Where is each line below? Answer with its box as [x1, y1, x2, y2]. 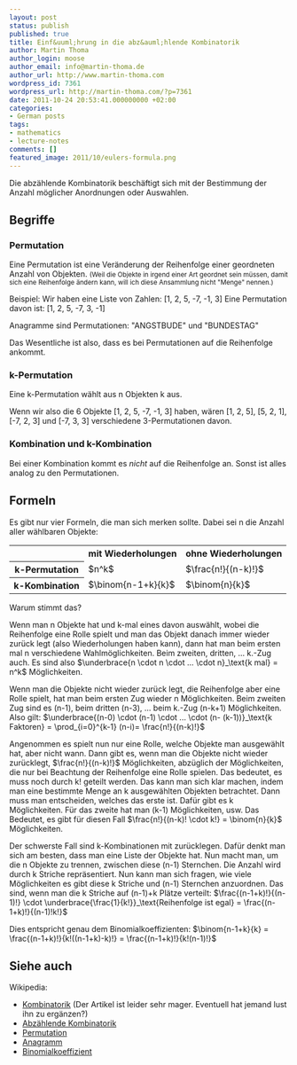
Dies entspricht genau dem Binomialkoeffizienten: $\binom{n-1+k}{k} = [9, 923, 270, 934]
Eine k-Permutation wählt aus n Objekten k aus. [9, 389, 183, 400]
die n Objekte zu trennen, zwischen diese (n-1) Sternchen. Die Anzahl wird [9, 859, 281, 870]
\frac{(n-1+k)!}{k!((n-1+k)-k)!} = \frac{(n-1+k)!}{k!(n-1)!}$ [9, 933, 217, 944]
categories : [9, 104, 53, 113]
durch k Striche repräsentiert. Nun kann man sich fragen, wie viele [9, 868, 252, 879]
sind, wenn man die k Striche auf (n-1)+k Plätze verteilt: [9, 888, 212, 898]
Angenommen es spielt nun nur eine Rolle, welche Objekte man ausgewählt [9, 738, 285, 749]
